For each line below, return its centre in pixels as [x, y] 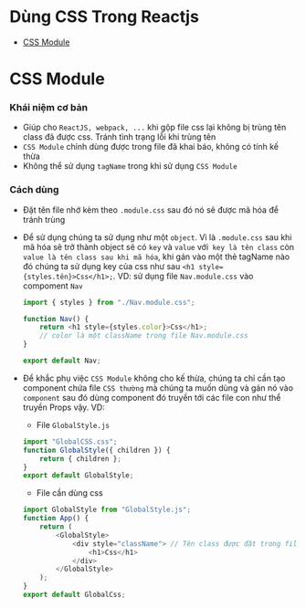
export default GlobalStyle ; [78, 476]
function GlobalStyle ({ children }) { [96, 450]
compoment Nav [53, 286]
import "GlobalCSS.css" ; [70, 441]
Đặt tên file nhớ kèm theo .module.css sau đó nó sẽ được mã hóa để [150, 210]
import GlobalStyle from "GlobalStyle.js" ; [107, 510]
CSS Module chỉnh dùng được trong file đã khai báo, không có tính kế [150, 147]
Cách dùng [34, 190]
